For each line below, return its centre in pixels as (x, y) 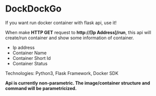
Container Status (30, 63)
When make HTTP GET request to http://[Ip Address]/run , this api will (78, 32)
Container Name (29, 53)
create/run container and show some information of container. (70, 38)
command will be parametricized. (41, 88)
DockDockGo (33, 9)
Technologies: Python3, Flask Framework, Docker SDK (62, 73)
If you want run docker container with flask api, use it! (61, 23)
